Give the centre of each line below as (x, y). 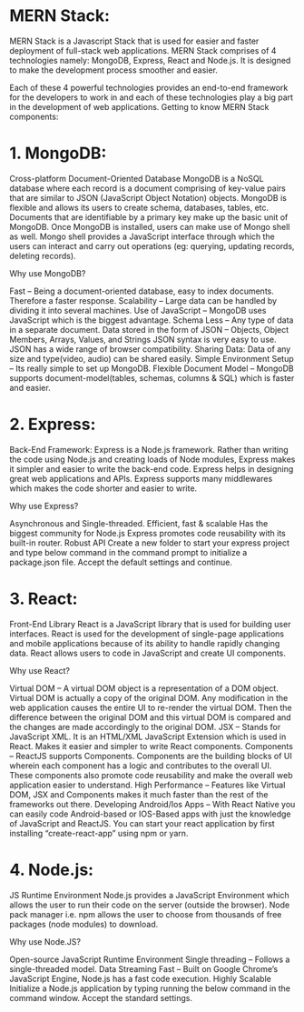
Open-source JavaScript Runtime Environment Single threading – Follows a (150, 959)
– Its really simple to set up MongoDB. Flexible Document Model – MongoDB (152, 368)
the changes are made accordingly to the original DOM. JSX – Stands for (145, 726)
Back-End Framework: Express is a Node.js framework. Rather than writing (149, 449)
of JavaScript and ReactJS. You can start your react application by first (142, 823)
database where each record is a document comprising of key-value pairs (147, 188)
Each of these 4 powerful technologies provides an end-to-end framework (149, 87)
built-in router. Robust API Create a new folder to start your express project (150, 543)
